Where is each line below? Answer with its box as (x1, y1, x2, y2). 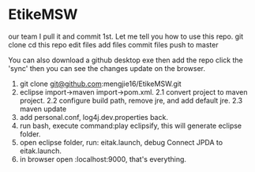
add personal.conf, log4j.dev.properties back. (19, 112, 168, 122)
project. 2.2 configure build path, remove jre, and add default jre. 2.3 (19, 95, 243, 105)
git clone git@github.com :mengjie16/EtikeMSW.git (19, 79, 182, 88)
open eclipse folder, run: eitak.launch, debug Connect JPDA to (19, 137, 223, 147)
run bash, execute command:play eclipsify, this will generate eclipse (19, 121, 242, 130)
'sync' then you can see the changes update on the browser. (8, 63, 205, 73)
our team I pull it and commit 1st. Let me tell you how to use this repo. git (8, 32, 244, 41)
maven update (19, 104, 67, 114)
